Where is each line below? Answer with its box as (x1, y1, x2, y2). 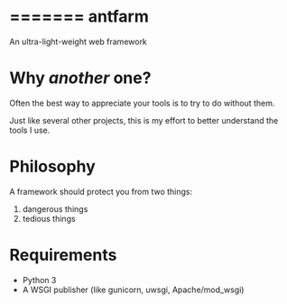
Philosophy (9, 156, 97, 177)
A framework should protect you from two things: (9, 186, 193, 197)
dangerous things (22, 203, 88, 214)
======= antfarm (9, 6, 149, 27)
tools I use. (9, 124, 51, 135)
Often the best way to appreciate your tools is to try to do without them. (9, 97, 275, 108)
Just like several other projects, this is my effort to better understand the (9, 115, 279, 125)
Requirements (9, 245, 117, 265)
